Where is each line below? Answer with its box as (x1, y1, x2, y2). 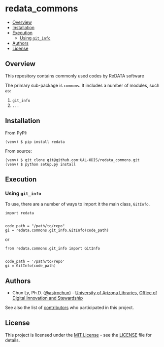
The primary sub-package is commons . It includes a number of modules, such (5, 82, 160, 88)
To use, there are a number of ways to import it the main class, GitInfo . (5, 201, 150, 207)
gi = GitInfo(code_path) (5, 263, 56, 269)
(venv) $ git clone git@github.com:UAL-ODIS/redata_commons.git (5, 157, 140, 163)
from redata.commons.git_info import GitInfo (5, 246, 100, 251)
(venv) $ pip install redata (5, 139, 65, 144)
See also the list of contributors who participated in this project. (5, 305, 134, 311)
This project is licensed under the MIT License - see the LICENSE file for (5, 332, 152, 338)
